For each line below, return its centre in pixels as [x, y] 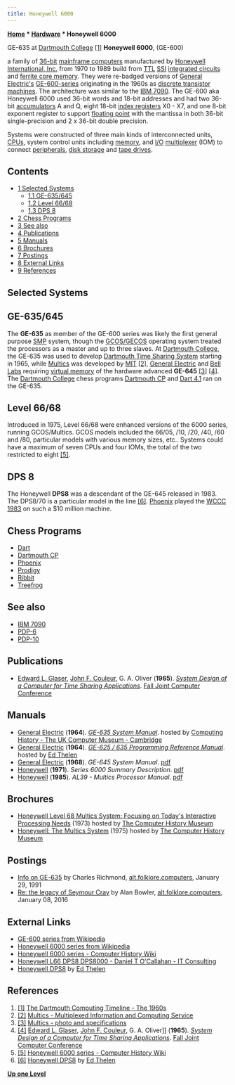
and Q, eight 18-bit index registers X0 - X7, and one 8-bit [145, 105]
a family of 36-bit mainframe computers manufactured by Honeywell [106, 61]
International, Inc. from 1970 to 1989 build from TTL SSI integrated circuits [114, 68]
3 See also [33, 226]
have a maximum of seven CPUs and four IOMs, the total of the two [105, 447]
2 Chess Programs [44, 218]
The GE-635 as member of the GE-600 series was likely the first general [112, 333]
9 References [37, 271]
